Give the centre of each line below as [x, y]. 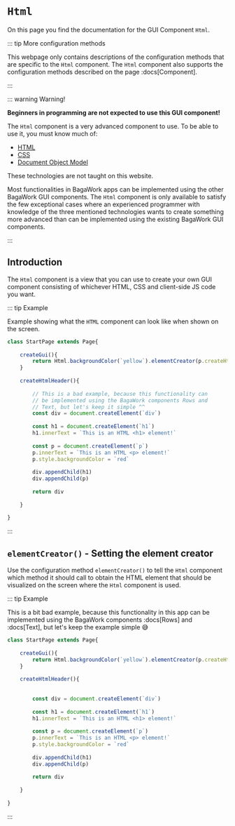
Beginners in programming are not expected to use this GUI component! [114, 112]
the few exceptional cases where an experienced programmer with [104, 204]
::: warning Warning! [36, 99]
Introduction [35, 262]
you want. [22, 294]
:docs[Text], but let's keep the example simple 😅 [78, 627]
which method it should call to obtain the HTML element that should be [109, 578]
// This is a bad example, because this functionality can [120, 394]
